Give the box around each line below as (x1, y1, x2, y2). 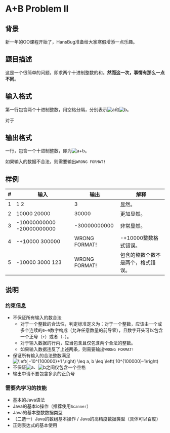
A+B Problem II (5, 3, 69, 15)
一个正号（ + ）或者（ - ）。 (20, 333, 72, 339)
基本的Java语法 (12, 397, 46, 403)
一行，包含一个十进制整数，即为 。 (5, 148, 90, 154)
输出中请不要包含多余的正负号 (12, 370, 75, 376)
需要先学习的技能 (5, 384, 47, 391)
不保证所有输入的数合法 (12, 314, 62, 321)
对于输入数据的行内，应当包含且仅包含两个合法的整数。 (20, 340, 136, 346)
